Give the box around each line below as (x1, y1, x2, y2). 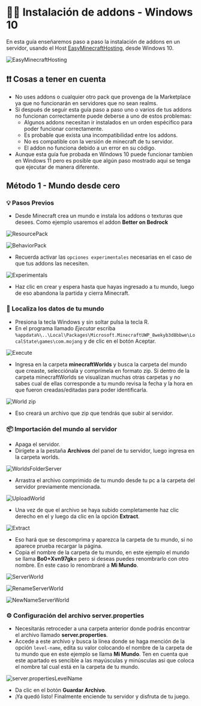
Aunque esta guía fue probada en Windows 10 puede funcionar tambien (14, 150, 193, 158)
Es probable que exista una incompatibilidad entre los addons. (23, 131, 178, 139)
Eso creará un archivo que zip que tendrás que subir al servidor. (14, 409, 174, 417)
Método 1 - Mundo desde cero (6, 181, 121, 191)
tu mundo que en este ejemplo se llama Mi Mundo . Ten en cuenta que (14, 651, 189, 658)
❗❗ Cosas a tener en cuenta (6, 74, 106, 85)
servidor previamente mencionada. (14, 483, 102, 490)
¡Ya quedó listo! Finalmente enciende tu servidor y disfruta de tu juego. (14, 693, 190, 700)
